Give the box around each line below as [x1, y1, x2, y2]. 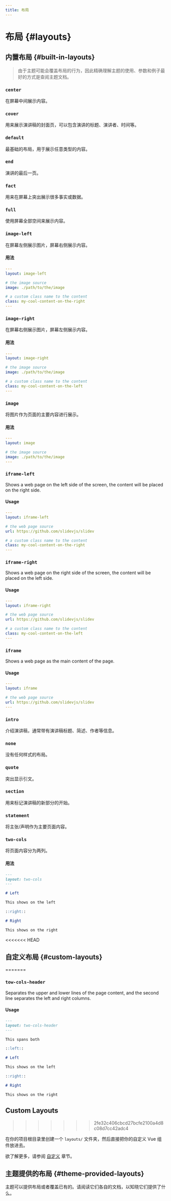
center [5, 87, 22, 92]
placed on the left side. [5, 575, 53, 581]
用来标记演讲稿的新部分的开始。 [5, 799, 72, 805]
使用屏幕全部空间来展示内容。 [5, 218, 68, 224]
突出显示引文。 [5, 775, 37, 781]
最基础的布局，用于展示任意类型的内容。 [5, 146, 90, 152]
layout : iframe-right [5, 603, 51, 608]
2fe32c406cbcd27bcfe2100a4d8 [94, 1120, 164, 1126]
